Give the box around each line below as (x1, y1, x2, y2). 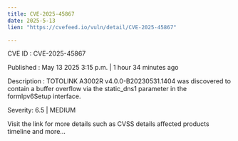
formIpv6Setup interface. (7, 92, 81, 100)
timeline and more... (7, 127, 66, 136)
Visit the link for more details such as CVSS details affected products (7, 120, 209, 128)
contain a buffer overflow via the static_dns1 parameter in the (7, 85, 187, 93)
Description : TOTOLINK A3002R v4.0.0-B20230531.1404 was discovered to (7, 77, 232, 85)
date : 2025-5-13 (7, 17, 56, 24)
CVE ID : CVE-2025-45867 (7, 49, 86, 58)
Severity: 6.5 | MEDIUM (7, 106, 76, 115)
